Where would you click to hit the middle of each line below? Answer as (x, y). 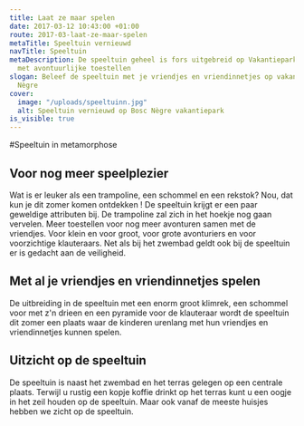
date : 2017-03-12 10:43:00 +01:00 (75, 26)
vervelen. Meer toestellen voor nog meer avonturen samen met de (133, 224)
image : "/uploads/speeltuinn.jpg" (82, 102)
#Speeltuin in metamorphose (63, 145)
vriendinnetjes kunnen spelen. (66, 332)
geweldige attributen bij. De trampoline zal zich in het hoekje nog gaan (141, 214)
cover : (22, 93)
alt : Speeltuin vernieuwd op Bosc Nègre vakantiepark (121, 111)
